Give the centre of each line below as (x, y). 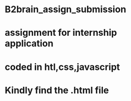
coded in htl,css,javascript (62, 67)
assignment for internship (61, 33)
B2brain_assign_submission (65, 9)
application (29, 44)
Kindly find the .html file (57, 90)
